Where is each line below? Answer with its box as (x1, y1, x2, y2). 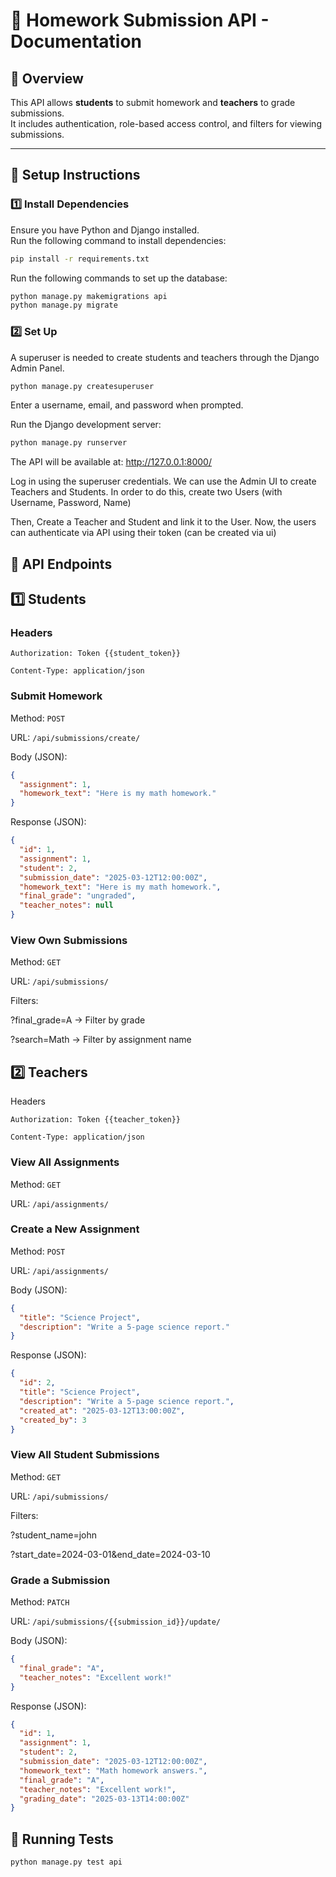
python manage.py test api (10, 1857, 123, 1868)
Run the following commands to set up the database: (10, 272, 228, 284)
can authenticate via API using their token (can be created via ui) (10, 527, 277, 539)
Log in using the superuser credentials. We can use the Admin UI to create (10, 475, 317, 488)
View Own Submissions (10, 934, 128, 948)
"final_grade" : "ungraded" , (19, 891, 137, 901)
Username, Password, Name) (10, 497, 132, 509)
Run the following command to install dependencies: (10, 234, 227, 246)
